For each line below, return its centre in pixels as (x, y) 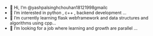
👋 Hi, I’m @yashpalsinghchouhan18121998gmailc (59, 8)
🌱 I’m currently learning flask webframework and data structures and (79, 18)
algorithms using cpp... (33, 23)
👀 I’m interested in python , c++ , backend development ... (68, 13)
